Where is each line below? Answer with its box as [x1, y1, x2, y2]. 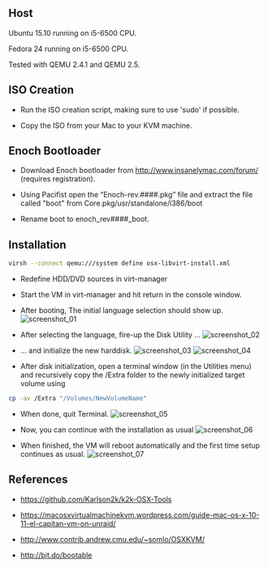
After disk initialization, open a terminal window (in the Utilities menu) [19, 362, 252, 371]
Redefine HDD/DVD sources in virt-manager [19, 274, 168, 284]
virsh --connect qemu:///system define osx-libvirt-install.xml [8, 259, 231, 267]
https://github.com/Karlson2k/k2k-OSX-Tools [19, 494, 172, 504]
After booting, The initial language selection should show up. [19, 306, 223, 315]
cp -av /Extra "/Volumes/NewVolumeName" [8, 394, 148, 403]
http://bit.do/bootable [19, 550, 93, 560]
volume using [19, 379, 66, 388]
